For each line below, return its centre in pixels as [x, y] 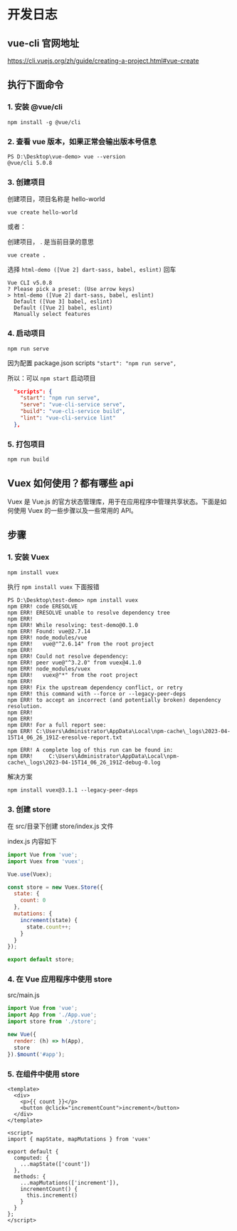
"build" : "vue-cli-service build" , [73, 412]
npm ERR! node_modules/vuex [49, 669]
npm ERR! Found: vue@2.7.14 [49, 631]
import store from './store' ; [52, 1022]
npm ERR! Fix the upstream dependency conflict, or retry [95, 688]
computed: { [32, 1158]
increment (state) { [49, 920]
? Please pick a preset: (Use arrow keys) [71, 290]
